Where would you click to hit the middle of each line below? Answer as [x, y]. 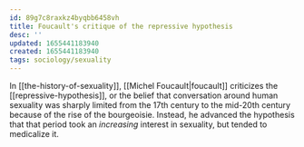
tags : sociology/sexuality [60, 60]
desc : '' [26, 34]
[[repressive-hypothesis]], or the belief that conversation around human [144, 95]
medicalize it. [34, 134]
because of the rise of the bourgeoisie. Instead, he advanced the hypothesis [152, 115]
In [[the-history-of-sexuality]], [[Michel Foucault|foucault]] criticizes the [144, 86]
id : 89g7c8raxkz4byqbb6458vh [64, 18]
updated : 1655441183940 [54, 43]
